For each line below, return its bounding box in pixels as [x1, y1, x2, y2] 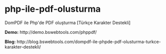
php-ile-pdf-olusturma [4, 3, 101, 15]
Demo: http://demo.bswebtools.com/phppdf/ [4, 29, 97, 35]
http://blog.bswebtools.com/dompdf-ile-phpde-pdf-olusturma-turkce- [16, 38, 161, 45]
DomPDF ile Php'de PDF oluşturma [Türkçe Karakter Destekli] [4, 20, 131, 26]
